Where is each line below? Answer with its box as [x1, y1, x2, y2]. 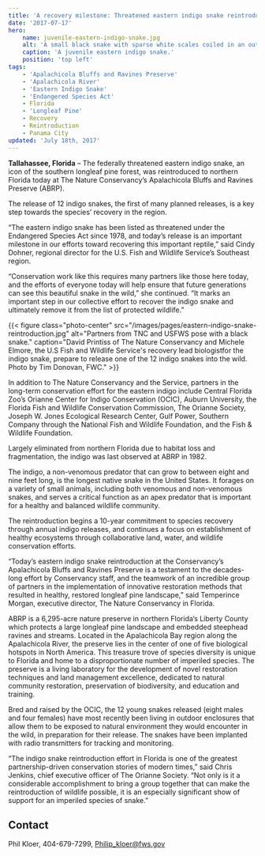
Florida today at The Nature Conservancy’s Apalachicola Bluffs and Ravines [8, 175, 254, 184]
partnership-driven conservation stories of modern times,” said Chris [8, 762, 233, 771]
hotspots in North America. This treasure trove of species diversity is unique [8, 647, 256, 657]
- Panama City [22, 129, 69, 137]
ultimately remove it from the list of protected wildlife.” [8, 305, 185, 315]
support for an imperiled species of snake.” [8, 795, 148, 805]
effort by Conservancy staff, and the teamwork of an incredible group [24, 573, 250, 583]
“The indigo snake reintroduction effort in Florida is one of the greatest [8, 753, 238, 763]
